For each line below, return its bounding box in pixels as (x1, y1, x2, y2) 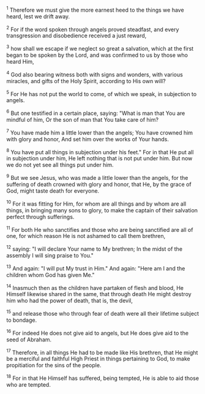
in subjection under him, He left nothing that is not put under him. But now (6, 155, 193, 162)
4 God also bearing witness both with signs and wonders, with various (6, 70, 184, 78)
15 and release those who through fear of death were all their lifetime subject (6, 309, 199, 317)
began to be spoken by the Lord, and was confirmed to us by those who (6, 51, 188, 59)
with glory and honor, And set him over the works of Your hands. (6, 135, 170, 143)
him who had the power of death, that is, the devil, (6, 297, 133, 305)
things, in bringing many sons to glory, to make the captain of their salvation (6, 206, 198, 214)
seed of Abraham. (6, 336, 52, 343)
